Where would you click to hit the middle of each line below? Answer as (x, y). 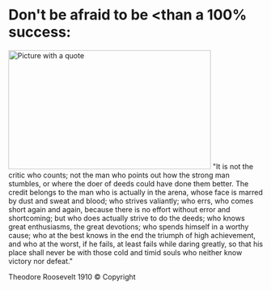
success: (40, 32)
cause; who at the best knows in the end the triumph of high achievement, (132, 235)
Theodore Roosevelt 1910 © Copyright (72, 276)
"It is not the (233, 166)
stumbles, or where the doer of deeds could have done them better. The (129, 183)
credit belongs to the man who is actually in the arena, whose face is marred (135, 192)
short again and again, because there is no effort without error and (119, 209)
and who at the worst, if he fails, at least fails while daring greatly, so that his (136, 244)
